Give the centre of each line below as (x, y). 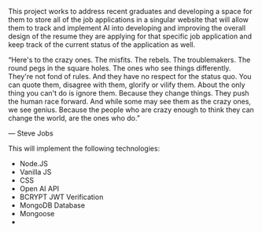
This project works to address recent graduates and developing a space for (131, 11)
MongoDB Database (52, 205)
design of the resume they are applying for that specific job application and (130, 36)
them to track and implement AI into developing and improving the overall (127, 28)
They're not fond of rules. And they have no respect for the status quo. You (130, 76)
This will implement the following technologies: (84, 149)
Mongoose (37, 214)
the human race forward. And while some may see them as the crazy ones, (130, 101)
